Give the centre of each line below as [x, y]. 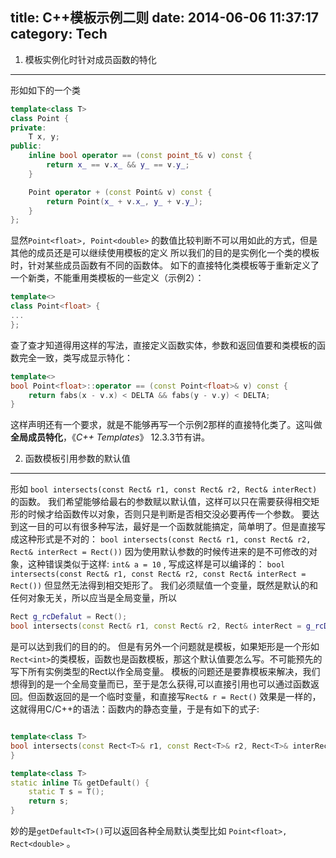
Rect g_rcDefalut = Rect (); [69, 617]
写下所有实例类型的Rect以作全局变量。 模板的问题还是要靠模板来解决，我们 [165, 672]
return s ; [49, 801]
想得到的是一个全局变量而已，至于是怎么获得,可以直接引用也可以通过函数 [161, 684]
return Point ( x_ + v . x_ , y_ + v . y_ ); [125, 201]
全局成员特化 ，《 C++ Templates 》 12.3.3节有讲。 [110, 437]
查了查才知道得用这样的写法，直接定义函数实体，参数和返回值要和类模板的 [163, 345]
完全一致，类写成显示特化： [75, 357]
